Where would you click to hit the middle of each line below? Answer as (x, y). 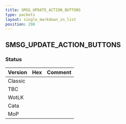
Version (18, 72)
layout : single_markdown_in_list (41, 19)
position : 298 (20, 24)
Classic (17, 81)
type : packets (20, 15)
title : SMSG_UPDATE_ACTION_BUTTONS (43, 10)
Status (14, 59)
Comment (59, 72)
